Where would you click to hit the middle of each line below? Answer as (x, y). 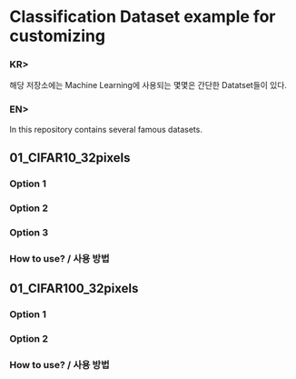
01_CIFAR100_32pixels (74, 289)
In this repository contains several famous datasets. (106, 129)
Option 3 (29, 232)
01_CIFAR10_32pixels (70, 158)
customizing (58, 36)
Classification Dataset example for (143, 17)
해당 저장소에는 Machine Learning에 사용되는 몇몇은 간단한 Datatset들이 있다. (148, 85)
